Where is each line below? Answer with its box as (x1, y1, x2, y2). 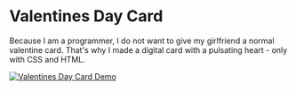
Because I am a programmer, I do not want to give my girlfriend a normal (9, 35, 275, 46)
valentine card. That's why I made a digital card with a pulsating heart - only (9, 44, 288, 55)
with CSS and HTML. (9, 54, 86, 64)
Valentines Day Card (9, 6, 164, 26)
